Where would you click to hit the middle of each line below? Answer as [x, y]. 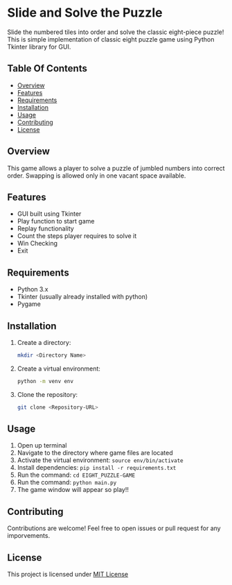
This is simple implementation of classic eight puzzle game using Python [111, 39]
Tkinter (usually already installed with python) [82, 297]
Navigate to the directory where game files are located [95, 453]
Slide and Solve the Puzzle [85, 13]
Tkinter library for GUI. [39, 46]
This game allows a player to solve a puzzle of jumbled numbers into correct [116, 168]
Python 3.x [33, 289]
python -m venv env [45, 381]
